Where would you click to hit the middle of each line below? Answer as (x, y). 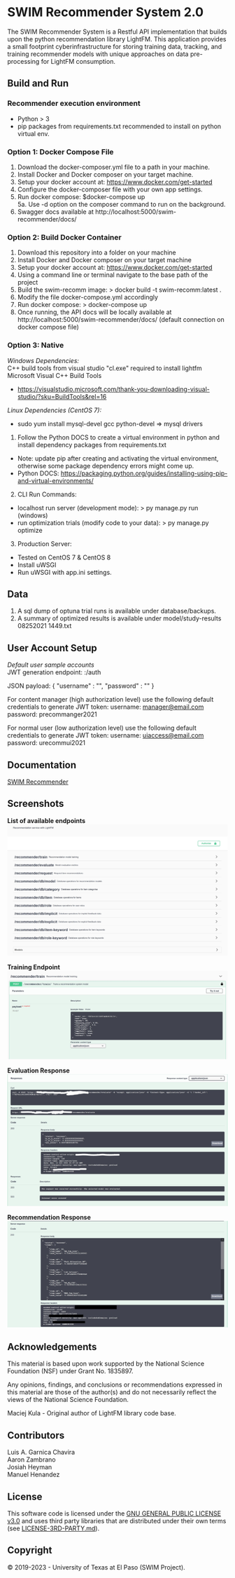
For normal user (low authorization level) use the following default (102, 728)
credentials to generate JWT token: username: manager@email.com (106, 707)
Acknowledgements (52, 1347)
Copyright (30, 1550)
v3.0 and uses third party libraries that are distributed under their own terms (117, 1521)
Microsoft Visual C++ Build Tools (55, 375)
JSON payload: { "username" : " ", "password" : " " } (81, 686)
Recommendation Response (49, 1217)
